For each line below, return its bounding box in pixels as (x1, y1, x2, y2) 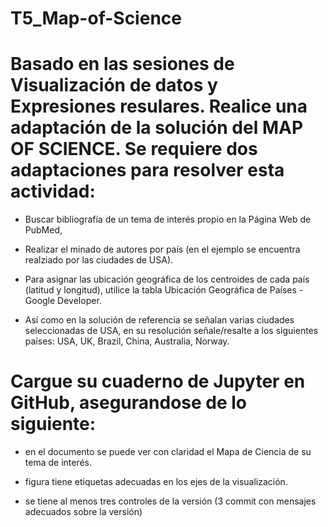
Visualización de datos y (10, 74, 218, 97)
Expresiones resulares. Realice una (10, 95, 308, 118)
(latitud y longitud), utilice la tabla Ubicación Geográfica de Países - (24, 284, 304, 296)
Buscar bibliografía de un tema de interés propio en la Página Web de (24, 213, 312, 226)
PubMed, (24, 224, 63, 236)
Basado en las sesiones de (10, 53, 235, 76)
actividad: (10, 180, 96, 203)
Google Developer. (24, 295, 102, 307)
